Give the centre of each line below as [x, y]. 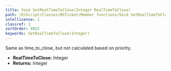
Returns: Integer [30, 63]
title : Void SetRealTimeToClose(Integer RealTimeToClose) [68, 10]
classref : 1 [18, 24]
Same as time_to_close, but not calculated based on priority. [68, 48]
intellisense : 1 [22, 19]
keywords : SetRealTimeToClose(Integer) [48, 33]
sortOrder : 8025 [22, 29]
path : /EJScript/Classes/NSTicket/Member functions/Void [67, 15]
